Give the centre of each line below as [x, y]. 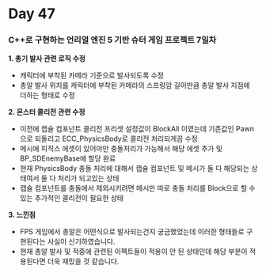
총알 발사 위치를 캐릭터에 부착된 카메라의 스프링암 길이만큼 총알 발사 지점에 [135, 85]
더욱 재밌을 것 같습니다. [83, 261]
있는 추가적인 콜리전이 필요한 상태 [72, 198]
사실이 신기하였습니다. [82, 241]
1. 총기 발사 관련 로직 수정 [47, 59]
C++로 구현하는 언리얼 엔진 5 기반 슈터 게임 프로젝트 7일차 [112, 40]
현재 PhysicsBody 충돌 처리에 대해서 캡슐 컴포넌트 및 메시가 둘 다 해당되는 [135, 169]
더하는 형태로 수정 [47, 95]
